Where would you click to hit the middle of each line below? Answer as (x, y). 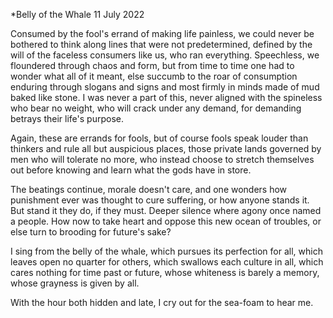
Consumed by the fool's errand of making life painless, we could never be (162, 33)
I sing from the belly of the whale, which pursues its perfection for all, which (166, 251)
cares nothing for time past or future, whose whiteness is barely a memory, (165, 272)
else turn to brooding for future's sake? (91, 232)
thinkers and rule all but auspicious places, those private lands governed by (166, 148)
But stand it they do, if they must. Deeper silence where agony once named (166, 210)
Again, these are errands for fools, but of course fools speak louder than (159, 138)
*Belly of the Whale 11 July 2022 (77, 14)
